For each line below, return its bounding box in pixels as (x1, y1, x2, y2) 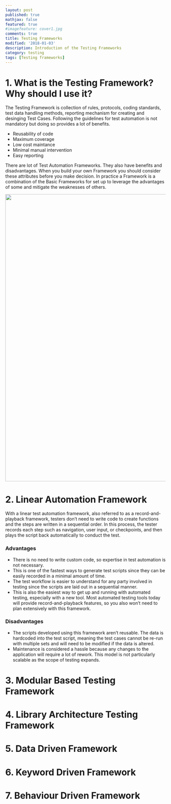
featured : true (5, 21, 38, 27)
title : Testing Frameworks (5, 36, 63, 41)
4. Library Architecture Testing (5, 709, 138, 720)
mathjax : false (5, 17, 38, 22)
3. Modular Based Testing (5, 675, 116, 687)
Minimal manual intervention (12, 147, 72, 153)
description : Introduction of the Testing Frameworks (5, 45, 122, 51)
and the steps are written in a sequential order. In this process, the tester (5, 521, 158, 527)
